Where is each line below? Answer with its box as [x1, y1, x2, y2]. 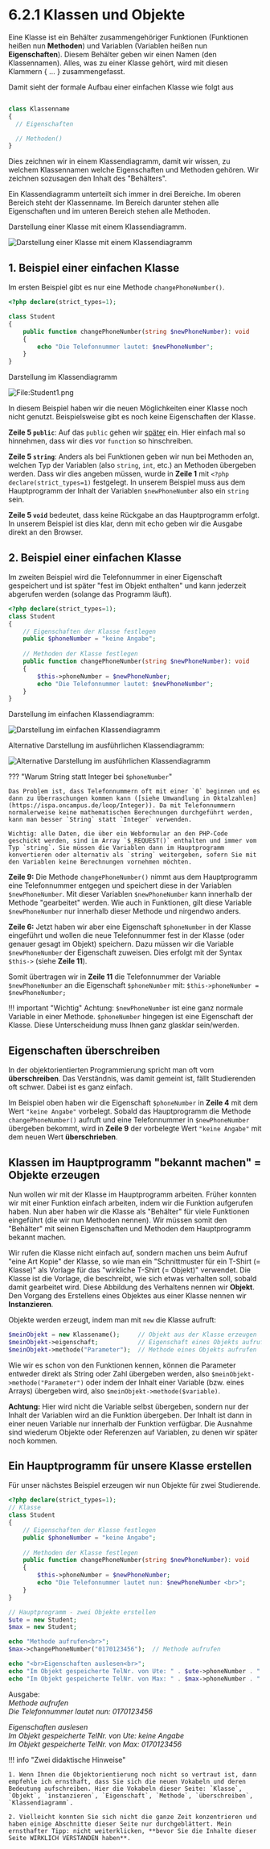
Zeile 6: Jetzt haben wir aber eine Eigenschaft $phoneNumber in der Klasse [8, 922, 252, 932]
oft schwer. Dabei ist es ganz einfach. [8, 1082, 133, 1092]
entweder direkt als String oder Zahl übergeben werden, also [8, 1368, 211, 1378]
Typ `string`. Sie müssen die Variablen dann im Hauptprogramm [8, 844, 225, 852]
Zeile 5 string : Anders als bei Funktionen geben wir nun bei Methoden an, [8, 452, 255, 461]
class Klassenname [8, 105, 70, 113]
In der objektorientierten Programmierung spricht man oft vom [8, 1065, 215, 1075]
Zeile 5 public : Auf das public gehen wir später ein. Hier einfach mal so [8, 427, 246, 437]
